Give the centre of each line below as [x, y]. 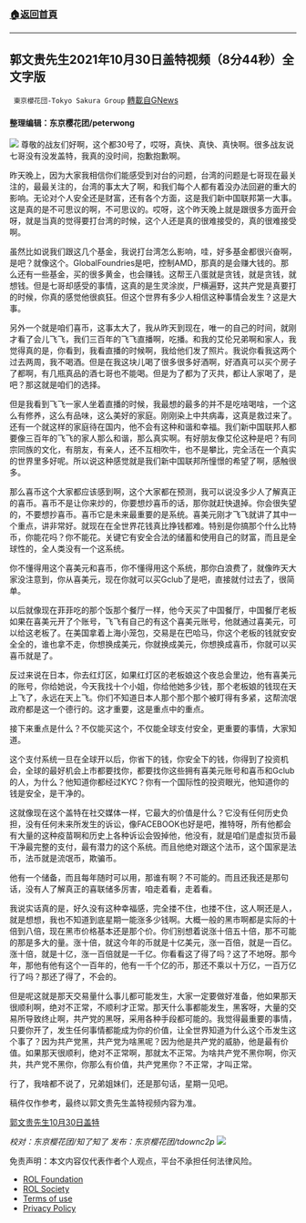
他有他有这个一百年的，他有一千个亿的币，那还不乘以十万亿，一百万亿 [165, 965]
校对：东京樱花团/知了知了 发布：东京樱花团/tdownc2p [112, 1142]
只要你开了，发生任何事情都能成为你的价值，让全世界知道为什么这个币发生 [149, 1030]
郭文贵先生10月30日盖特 [55, 1123]
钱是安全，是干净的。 [49, 793]
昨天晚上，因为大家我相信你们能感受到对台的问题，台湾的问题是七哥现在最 [149, 176]
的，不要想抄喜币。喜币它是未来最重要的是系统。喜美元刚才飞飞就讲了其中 [149, 515]
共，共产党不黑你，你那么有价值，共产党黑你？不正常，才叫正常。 [133, 1065]
